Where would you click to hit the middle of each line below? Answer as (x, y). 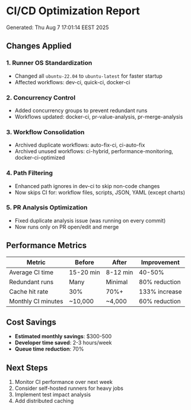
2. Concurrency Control (41, 97)
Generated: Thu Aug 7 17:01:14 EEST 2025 (58, 27)
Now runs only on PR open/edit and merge (67, 227)
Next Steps (27, 368)
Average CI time (31, 272)
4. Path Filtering (30, 173)
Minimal (117, 282)
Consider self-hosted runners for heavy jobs (69, 388)
